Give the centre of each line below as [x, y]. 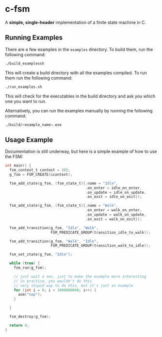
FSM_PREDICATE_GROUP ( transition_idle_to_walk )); [101, 232]
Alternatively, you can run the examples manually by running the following [79, 111]
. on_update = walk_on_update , [116, 215]
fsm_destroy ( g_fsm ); [30, 317]
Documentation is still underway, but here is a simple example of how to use [81, 152]
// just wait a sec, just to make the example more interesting [80, 276]
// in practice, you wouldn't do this [53, 281]
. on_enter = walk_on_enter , [113, 210]
